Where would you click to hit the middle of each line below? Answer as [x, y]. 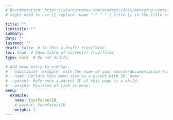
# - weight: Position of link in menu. [48, 86]
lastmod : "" [18, 43]
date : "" [15, 38]
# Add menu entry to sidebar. [38, 67]
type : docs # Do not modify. [38, 57]
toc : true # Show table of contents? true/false [60, 53]
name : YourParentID [36, 100]
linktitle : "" [21, 29]
